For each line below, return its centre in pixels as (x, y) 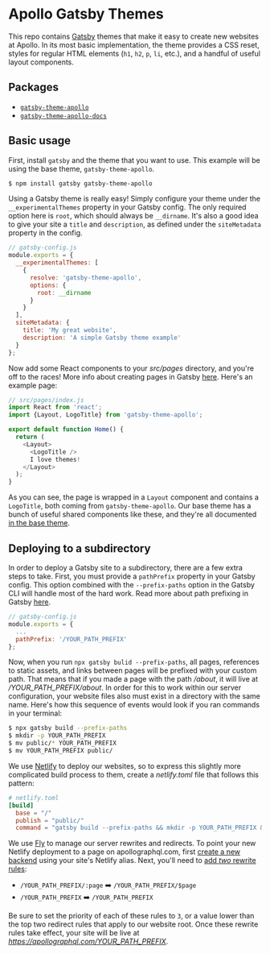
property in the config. (45, 233)
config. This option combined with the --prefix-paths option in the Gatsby (132, 585)
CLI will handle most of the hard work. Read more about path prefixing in (129, 593)
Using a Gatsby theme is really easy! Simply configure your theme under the (135, 199)
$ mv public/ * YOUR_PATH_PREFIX (62, 743)
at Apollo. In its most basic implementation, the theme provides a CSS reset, (134, 44)
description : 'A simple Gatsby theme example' (102, 338)
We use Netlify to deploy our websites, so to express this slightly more (125, 765)
